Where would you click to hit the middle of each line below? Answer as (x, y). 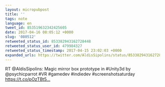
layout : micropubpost (27, 10)
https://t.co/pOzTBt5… (28, 79)
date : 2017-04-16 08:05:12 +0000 (39, 32)
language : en (18, 23)
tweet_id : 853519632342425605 (36, 28)
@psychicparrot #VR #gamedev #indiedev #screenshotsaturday (70, 74)
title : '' (15, 14)
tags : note (16, 19)
